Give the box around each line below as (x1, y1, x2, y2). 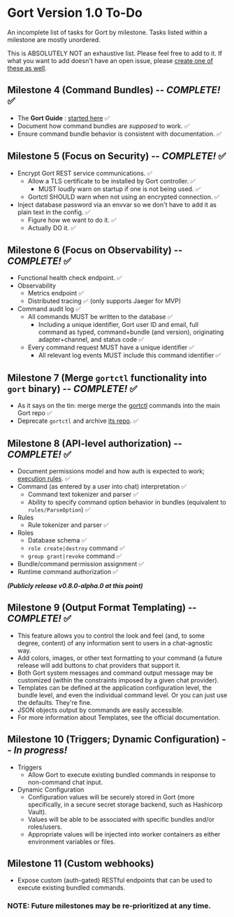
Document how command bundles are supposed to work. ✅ (17, 121, 190, 130)
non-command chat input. (27, 778, 103, 786)
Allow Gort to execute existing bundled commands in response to (27, 770, 216, 778)
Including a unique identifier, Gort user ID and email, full (38, 321, 199, 329)
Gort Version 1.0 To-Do (7, 5, 143, 21)
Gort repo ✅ (17, 409, 52, 417)
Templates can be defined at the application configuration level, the (17, 683, 212, 692)
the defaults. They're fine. (17, 698, 92, 706)
